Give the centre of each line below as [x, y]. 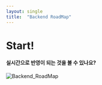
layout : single [24, 11]
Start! [20, 46]
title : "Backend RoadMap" [39, 17]
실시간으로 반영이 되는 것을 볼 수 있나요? [51, 63]
